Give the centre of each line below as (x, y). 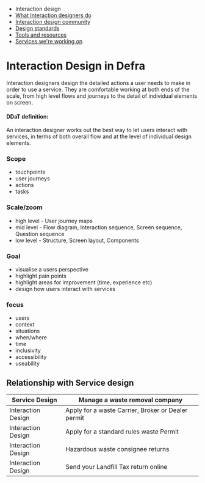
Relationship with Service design (70, 382)
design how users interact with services (65, 289)
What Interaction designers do (53, 15)
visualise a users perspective (52, 270)
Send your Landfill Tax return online (117, 467)
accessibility (31, 357)
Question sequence (40, 234)
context (25, 325)
